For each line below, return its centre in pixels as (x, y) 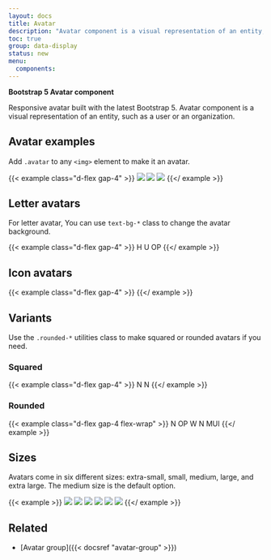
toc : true (25, 39)
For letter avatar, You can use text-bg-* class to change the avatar (119, 223)
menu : (17, 62)
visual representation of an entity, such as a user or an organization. (122, 116)
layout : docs (30, 16)
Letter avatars (44, 203)
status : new (28, 54)
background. (30, 231)
